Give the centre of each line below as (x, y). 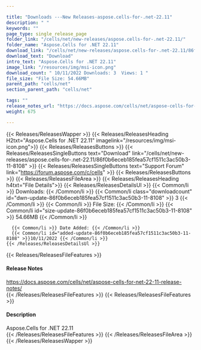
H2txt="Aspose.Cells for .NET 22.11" (51, 140)
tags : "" (17, 101)
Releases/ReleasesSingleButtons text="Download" (68, 153)
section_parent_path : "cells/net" (49, 90)
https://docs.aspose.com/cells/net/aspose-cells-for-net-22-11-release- (94, 282)
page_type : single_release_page (46, 34)
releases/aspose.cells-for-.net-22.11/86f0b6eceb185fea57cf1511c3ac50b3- (98, 159)
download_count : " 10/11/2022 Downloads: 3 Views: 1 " (77, 73)
